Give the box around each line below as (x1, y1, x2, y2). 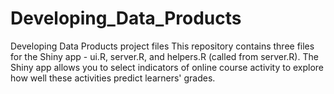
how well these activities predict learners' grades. (10, 72, 216, 84)
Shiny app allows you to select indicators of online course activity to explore (10, 61, 325, 73)
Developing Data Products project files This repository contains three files (10, 40, 315, 52)
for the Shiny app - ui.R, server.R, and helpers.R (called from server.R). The (10, 50, 319, 62)
